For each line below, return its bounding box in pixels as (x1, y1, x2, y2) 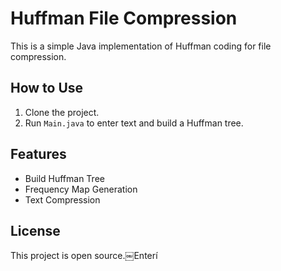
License (10, 222, 61, 239)
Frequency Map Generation (24, 183, 138, 195)
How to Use (10, 80, 84, 97)
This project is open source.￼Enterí (10, 250, 158, 262)
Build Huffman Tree (24, 172, 105, 184)
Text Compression (24, 193, 101, 206)
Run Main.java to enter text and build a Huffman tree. (24, 117, 244, 129)
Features (10, 146, 67, 163)
